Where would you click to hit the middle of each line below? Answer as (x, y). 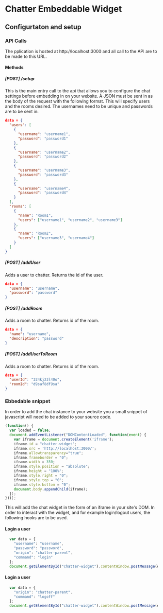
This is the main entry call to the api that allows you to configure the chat (78, 91)
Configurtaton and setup (43, 27)
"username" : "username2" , (44, 152)
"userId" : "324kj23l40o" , (36, 380)
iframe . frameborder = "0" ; (41, 457)
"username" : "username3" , (44, 170)
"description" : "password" (37, 338)
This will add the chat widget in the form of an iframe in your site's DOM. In (80, 508)
